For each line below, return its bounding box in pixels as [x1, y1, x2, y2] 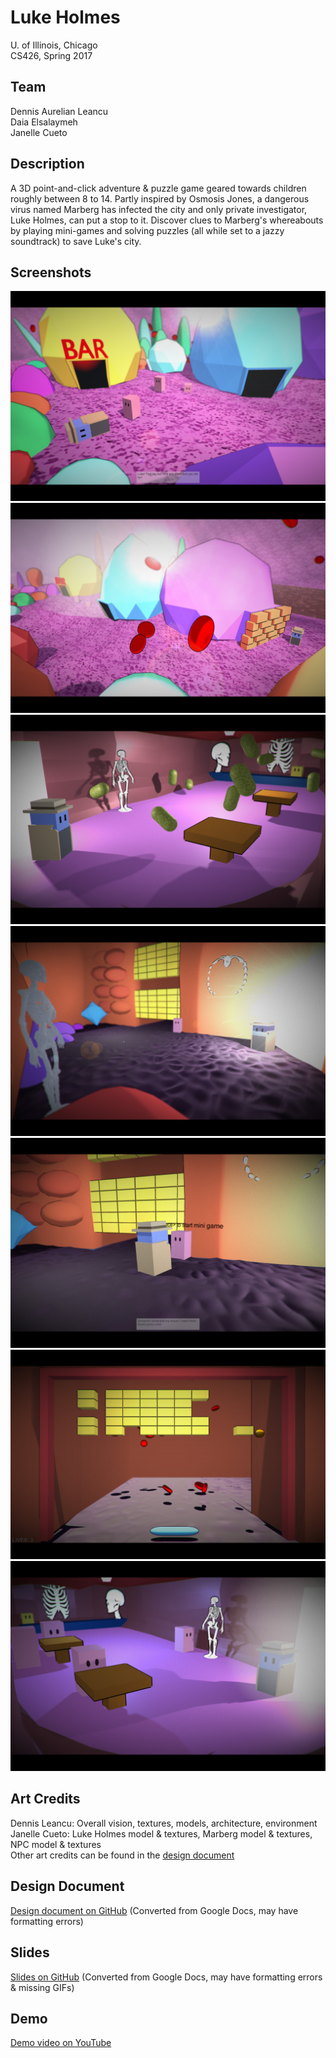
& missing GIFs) [10, 1981, 75, 1993]
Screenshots [10, 264, 92, 281]
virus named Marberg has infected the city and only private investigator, [10, 203, 308, 215]
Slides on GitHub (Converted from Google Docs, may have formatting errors [10, 1971, 323, 1983]
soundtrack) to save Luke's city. [10, 235, 142, 247]
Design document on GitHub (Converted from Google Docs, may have [10, 1904, 299, 1916]
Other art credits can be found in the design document [10, 1849, 235, 1861]
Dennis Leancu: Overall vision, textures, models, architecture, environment [10, 1817, 318, 1829]
